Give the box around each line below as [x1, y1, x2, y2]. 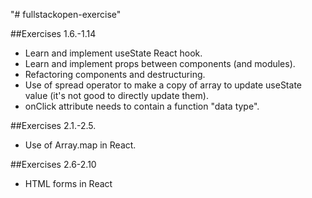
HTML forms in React [24, 178, 113, 189]
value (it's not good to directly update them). [24, 90, 209, 101]
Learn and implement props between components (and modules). [24, 58, 296, 69]
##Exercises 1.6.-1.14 [10, 28, 97, 39]
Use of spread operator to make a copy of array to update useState [24, 79, 302, 91]
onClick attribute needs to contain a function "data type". [24, 100, 260, 112]
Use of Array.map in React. [24, 139, 137, 151]
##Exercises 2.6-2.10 [10, 159, 97, 170]
